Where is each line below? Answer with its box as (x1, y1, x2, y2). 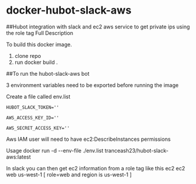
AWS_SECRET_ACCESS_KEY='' (6, 125, 70, 131)
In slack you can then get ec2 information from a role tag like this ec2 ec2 (6, 164, 185, 172)
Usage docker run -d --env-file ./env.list (6, 147, 104, 154)
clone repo (14, 52, 41, 59)
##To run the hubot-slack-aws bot (6, 70, 90, 77)
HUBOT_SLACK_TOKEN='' (6, 104, 60, 110)
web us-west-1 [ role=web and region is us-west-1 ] (6, 171, 132, 178)
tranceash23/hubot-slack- (104, 147, 169, 154)
